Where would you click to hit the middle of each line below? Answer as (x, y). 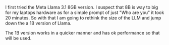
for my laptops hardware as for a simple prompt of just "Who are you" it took (85, 12)
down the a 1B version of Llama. (38, 23)
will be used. (18, 38)
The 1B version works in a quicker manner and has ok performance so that (82, 33)
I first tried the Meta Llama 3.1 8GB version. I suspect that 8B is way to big (82, 7)
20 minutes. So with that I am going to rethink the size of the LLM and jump (83, 18)
